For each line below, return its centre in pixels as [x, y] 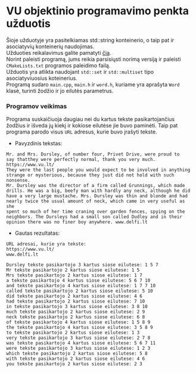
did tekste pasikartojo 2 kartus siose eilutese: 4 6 [74, 296]
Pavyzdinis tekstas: [38, 144]
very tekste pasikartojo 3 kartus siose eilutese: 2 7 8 [78, 338]
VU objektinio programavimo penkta [98, 11]
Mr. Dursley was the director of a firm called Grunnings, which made [96, 186]
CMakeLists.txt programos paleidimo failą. [58, 65]
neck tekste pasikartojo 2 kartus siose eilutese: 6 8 [76, 317]
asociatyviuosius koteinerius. [42, 78]
